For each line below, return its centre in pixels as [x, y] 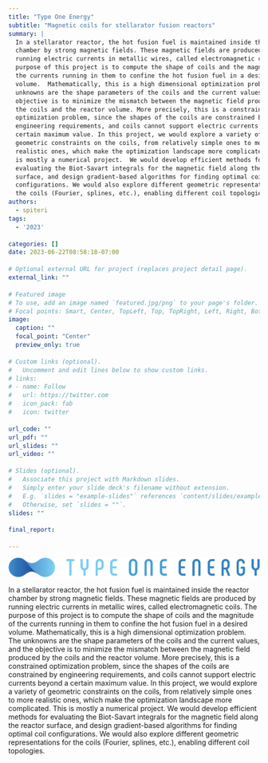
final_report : [32, 530]
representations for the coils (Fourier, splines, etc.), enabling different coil [129, 742]
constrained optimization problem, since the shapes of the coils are [119, 667]
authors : [23, 202]
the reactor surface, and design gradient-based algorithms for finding [123, 726]
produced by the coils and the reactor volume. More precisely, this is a [124, 658]
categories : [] [33, 244]
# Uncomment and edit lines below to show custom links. [108, 370]
